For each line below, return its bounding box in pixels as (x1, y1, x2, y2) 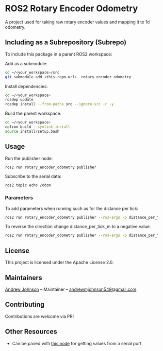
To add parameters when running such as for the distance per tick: (5, 205, 139, 211)
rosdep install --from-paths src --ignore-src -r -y (5, 102, 114, 107)
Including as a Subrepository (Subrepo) (5, 38, 127, 47)
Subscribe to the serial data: (5, 174, 62, 179)
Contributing (5, 300, 45, 309)
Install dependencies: (5, 83, 48, 89)
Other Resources (5, 328, 57, 336)
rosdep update (5, 97, 34, 102)
